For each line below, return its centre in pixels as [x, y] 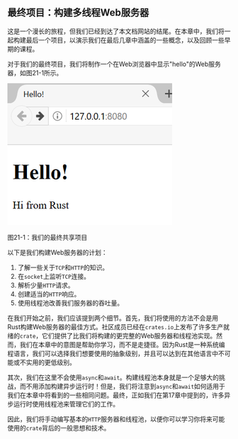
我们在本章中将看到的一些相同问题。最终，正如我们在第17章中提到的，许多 [116, 395]
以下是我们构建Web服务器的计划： [57, 252]
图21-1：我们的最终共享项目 [47, 237]
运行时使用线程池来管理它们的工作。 [66, 404]
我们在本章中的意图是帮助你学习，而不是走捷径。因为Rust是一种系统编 [122, 344]
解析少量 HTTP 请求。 [46, 285]
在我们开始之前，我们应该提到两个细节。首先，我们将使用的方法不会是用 [113, 318]
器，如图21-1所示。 [35, 72]
